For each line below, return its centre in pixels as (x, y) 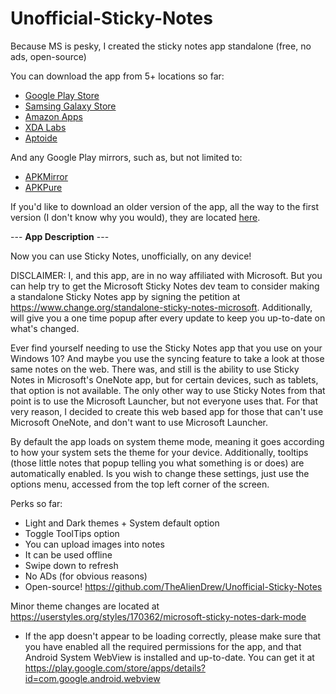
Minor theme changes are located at (85, 606)
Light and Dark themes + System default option (122, 523)
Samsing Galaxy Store (70, 106)
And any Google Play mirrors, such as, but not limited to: (126, 157)
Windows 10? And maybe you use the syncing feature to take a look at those (167, 358)
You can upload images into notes (94, 544)
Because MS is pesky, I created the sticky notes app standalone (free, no (161, 46)
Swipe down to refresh (71, 565)
